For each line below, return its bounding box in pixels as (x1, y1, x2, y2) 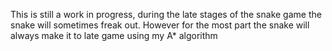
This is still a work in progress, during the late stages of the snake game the (10, 9, 322, 20)
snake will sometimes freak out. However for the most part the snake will (10, 19, 310, 31)
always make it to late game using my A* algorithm (10, 30, 218, 41)
